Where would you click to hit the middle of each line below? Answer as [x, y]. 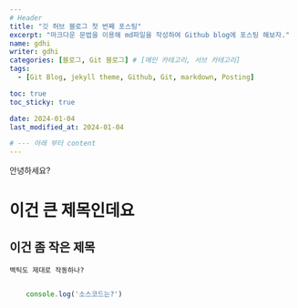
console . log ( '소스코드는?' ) [74, 294]
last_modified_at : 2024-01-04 [67, 127]
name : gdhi [30, 43]
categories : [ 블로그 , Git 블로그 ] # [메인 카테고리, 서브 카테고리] [125, 60]
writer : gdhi [34, 52]
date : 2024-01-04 [42, 118]
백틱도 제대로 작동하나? [47, 271]
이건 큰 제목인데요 [72, 211]
